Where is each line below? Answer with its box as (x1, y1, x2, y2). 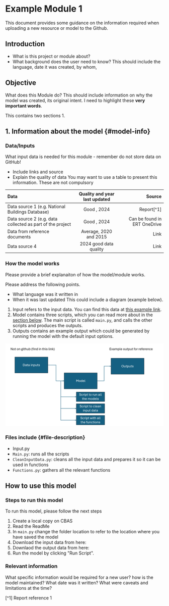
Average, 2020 (81, 228, 112, 234)
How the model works (5, 260, 60, 267)
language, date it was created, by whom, (12, 64, 97, 70)
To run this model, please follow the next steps (5, 508, 102, 514)
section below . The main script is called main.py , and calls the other (12, 317, 152, 323)
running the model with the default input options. (12, 333, 114, 339)
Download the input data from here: (12, 539, 87, 545)
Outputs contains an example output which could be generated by (12, 328, 150, 334)
